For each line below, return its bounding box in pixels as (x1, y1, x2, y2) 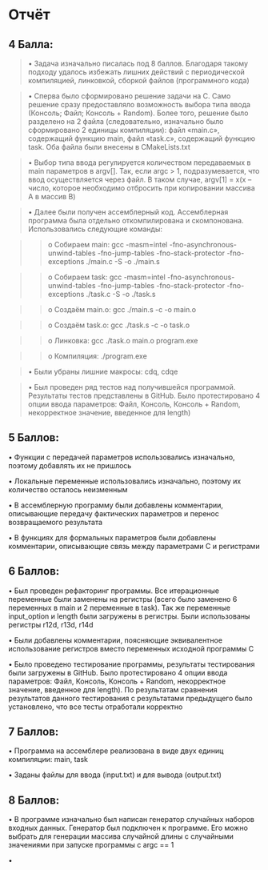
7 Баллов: (8, 725, 59, 739)
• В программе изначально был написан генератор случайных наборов (8, 815, 254, 824)
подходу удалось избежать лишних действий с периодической (27, 67, 246, 77)
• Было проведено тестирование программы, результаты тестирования (8, 659, 255, 669)
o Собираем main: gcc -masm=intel (47, 240, 168, 249)
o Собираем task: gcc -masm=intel (47, 272, 166, 282)
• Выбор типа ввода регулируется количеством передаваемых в (27, 158, 251, 167)
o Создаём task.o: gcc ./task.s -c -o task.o (47, 320, 190, 330)
